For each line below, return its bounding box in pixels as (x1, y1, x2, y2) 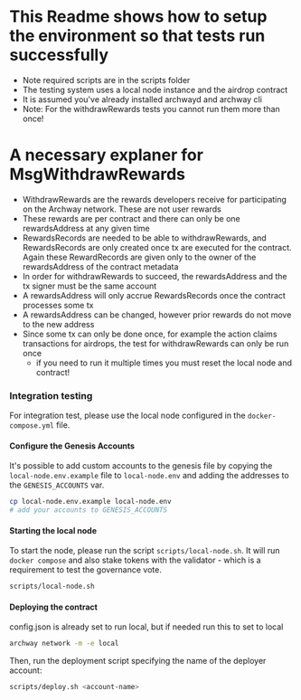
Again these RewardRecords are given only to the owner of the (22, 251, 257, 262)
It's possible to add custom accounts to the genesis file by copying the (9, 460, 273, 471)
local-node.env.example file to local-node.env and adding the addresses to (9, 470, 289, 481)
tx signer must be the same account (22, 280, 157, 291)
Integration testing (9, 389, 93, 402)
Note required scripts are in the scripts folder (22, 74, 191, 85)
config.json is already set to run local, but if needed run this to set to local (9, 621, 284, 632)
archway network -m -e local (9, 639, 119, 648)
